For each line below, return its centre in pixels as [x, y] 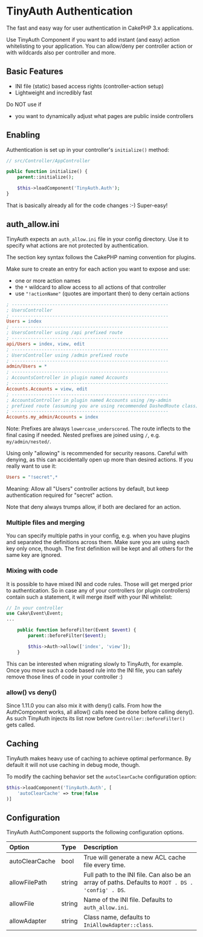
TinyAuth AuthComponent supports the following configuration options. [95, 832]
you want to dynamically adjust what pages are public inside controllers [104, 116]
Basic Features [35, 72]
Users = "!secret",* [32, 477]
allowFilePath [28, 883]
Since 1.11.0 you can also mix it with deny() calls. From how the [84, 706]
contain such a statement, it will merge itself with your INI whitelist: [89, 597]
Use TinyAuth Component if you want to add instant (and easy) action [93, 39]
